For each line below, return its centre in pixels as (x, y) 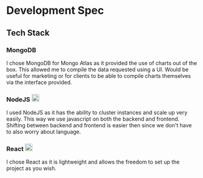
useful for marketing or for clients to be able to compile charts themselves (98, 75)
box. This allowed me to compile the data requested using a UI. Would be (98, 69)
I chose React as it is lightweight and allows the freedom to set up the (93, 162)
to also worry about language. (44, 132)
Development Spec (55, 11)
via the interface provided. (39, 82)
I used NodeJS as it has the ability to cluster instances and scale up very (97, 113)
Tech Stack (28, 33)
